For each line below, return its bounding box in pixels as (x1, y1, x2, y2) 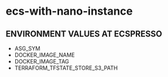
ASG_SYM (14, 45, 41, 52)
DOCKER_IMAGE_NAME (14, 51, 75, 59)
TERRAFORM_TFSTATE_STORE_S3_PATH (14, 64, 118, 71)
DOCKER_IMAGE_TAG (14, 58, 69, 65)
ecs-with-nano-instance (5, 4, 133, 18)
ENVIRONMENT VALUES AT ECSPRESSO (5, 29, 163, 39)
